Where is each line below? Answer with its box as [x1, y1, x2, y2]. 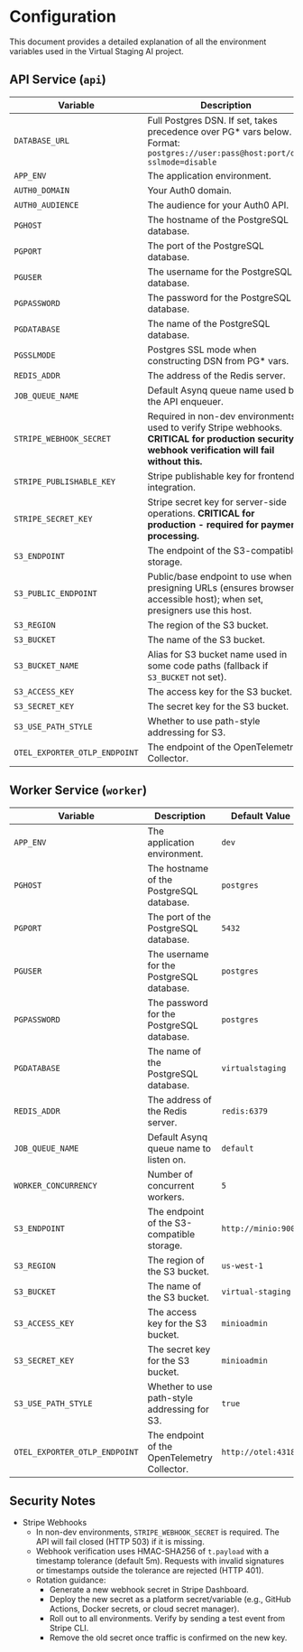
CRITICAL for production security [147, 432, 295, 444]
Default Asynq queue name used [147, 384, 287, 397]
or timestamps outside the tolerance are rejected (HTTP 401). [35, 1565, 264, 1576]
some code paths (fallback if [147, 659, 269, 672]
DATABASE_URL [14, 135, 70, 145]
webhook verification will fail [147, 443, 275, 456]
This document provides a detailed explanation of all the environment [9, 36, 267, 47]
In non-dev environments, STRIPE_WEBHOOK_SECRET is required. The [35, 1526, 280, 1537]
